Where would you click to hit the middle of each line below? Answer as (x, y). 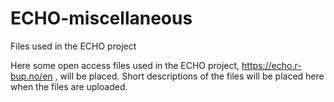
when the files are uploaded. (69, 86)
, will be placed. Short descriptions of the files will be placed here (189, 76)
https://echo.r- (271, 65)
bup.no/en (31, 76)
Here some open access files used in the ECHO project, (125, 65)
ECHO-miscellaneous (101, 18)
